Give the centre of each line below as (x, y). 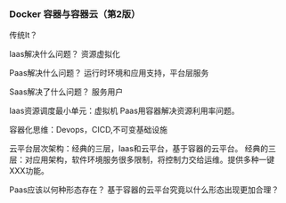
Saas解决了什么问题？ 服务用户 (66, 92)
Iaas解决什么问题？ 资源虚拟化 (65, 54)
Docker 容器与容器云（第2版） (75, 13)
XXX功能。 (29, 171)
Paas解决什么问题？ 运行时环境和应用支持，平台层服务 (109, 73)
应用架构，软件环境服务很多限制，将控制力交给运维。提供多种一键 (153, 160)
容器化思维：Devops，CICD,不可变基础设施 (88, 130)
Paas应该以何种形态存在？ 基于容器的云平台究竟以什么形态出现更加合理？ (144, 190)
